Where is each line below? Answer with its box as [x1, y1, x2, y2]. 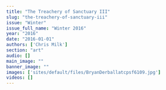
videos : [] [6, 75, 33, 81]
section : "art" [6, 47, 44, 53]
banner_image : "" [6, 63, 49, 70]
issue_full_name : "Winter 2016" [6, 25, 86, 31]
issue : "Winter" [6, 20, 46, 25]
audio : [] [6, 53, 31, 59]
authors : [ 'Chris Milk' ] [6, 42, 68, 48]
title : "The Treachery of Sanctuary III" [6, 8, 111, 15]
